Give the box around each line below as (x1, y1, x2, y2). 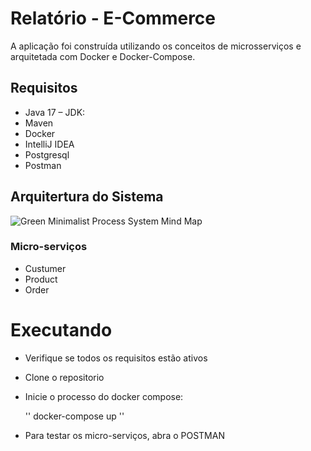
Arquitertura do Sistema (10, 188, 164, 206)
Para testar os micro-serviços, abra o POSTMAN (24, 429, 225, 441)
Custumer (24, 262, 67, 274)
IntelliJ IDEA (24, 138, 75, 150)
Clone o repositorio (24, 371, 105, 383)
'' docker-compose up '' (24, 410, 125, 422)
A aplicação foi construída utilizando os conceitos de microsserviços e (10, 40, 302, 52)
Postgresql (24, 148, 70, 161)
